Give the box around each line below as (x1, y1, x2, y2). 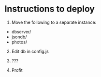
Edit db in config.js (11, 48, 49, 54)
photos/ (11, 39, 28, 45)
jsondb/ (11, 34, 27, 40)
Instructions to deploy (4, 3, 95, 15)
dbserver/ (11, 29, 31, 34)
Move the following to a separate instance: (11, 19, 97, 25)
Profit (11, 67, 23, 73)
